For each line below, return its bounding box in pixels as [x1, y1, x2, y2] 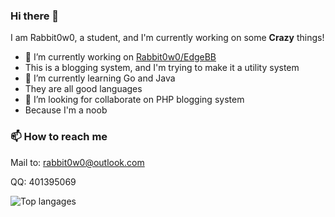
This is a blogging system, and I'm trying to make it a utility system [24, 62, 300, 74]
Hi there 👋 [10, 9, 60, 23]
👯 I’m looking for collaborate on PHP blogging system [24, 94, 245, 106]
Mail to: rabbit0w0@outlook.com [10, 156, 145, 168]
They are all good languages [24, 83, 143, 95]
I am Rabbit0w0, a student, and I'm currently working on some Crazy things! [10, 32, 325, 44]
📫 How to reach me [10, 130, 108, 144]
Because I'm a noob [24, 104, 108, 116]
